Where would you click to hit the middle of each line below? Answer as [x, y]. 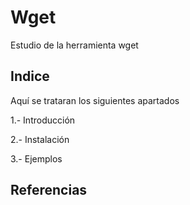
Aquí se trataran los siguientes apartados [95, 100]
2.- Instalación [40, 139]
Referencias [49, 190]
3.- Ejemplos [36, 158]
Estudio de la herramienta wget [74, 45]
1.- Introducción [43, 120]
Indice [30, 76]
